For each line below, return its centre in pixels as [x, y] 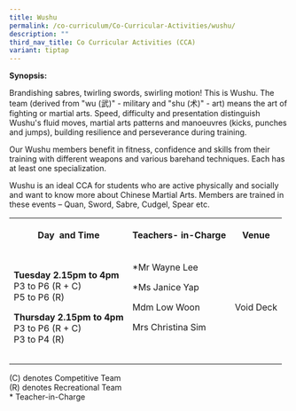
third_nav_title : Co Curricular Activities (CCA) [103, 42]
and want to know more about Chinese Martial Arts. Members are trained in [147, 195]
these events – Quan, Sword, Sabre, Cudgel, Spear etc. [109, 204]
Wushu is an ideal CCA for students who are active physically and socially [144, 186]
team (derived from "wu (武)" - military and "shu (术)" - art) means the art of [148, 104]
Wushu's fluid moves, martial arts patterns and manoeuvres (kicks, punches [148, 123]
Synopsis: [28, 75]
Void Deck [256, 307]
